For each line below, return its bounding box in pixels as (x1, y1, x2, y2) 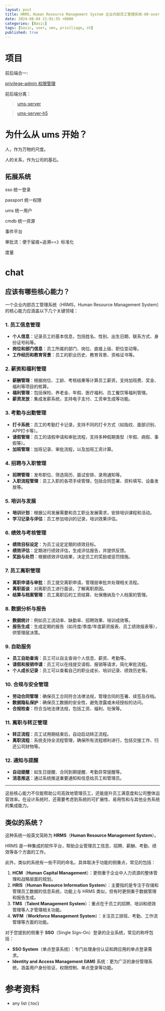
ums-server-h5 (17, 110, 48, 116)
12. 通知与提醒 (5, 757, 38, 763)
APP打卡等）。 (12, 428, 41, 434)
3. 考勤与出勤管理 (5, 410, 47, 416)
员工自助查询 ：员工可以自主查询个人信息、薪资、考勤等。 (12, 655, 129, 661)
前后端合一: (5, 70, 28, 76)
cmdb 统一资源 (5, 218, 35, 224)
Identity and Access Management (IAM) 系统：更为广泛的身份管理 (12, 958, 149, 965)
